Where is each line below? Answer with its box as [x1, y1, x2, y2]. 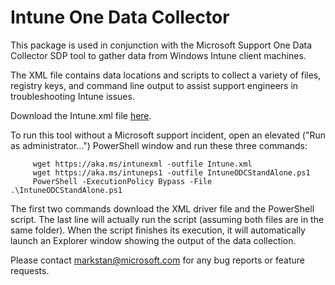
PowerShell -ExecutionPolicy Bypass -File [32, 176, 213, 186]
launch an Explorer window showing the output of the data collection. [10, 234, 297, 246]
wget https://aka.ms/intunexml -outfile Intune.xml [32, 159, 253, 169]
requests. [10, 264, 50, 276]
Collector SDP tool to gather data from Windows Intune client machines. [10, 49, 307, 61]
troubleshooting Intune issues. [10, 90, 135, 102]
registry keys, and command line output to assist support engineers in [10, 79, 299, 91]
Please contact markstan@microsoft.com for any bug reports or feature [10, 254, 305, 266]
